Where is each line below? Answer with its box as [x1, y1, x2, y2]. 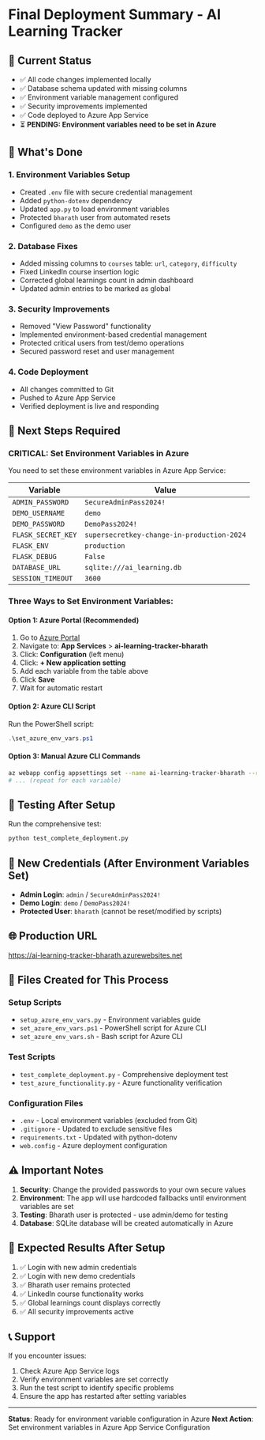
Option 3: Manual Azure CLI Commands [8, 751, 140, 761]
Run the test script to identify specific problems [19, 1383, 174, 1393]
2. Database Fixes [8, 240, 78, 251]
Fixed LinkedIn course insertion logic [19, 266, 140, 276]
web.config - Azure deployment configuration [19, 1141, 168, 1151]
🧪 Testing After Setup [8, 798, 116, 811]
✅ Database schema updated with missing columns [19, 84, 188, 93]
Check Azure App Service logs [19, 1366, 120, 1376]
